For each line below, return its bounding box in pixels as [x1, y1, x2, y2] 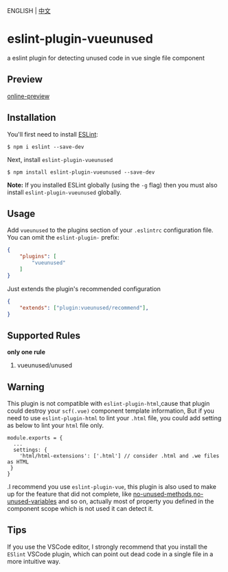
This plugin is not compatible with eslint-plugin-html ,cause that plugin [7, 400, 210, 407]
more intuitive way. [7, 557, 60, 565]
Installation [7, 112, 56, 124]
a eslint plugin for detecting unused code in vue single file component [7, 54, 205, 62]
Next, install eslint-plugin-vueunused [7, 155, 113, 163]
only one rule [7, 348, 46, 356]
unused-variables [7, 497, 57, 505]
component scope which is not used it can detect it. [7, 505, 154, 512]
